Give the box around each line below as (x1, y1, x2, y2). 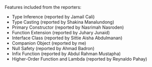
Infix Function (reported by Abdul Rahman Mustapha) (11, 51, 121, 57)
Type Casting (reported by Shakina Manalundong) (11, 19, 115, 25)
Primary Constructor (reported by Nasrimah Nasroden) (11, 24, 124, 30)
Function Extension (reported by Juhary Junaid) (11, 30, 110, 35)
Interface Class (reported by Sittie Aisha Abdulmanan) (11, 35, 123, 41)
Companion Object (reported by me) (11, 40, 86, 46)
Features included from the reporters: (4, 4, 81, 10)
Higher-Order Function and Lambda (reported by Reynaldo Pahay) (11, 56, 148, 62)
